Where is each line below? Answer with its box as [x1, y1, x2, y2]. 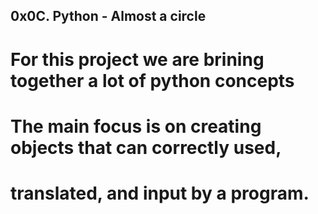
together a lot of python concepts [10, 69, 295, 92]
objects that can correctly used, [10, 136, 282, 159]
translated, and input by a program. [10, 182, 310, 204]
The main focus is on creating [10, 115, 262, 138]
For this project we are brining [10, 48, 265, 71]
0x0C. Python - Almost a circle [10, 8, 207, 25]
